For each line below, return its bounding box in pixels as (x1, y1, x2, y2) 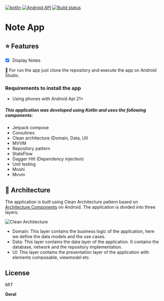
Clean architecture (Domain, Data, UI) (12, 135, 88, 141)
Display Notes (12, 57, 41, 63)
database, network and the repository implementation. (12, 244, 123, 250)
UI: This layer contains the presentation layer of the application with (12, 249, 149, 255)
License (5, 269, 30, 277)
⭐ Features (5, 42, 39, 50)
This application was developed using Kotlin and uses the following (5, 107, 146, 113)
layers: (5, 209, 19, 216)
